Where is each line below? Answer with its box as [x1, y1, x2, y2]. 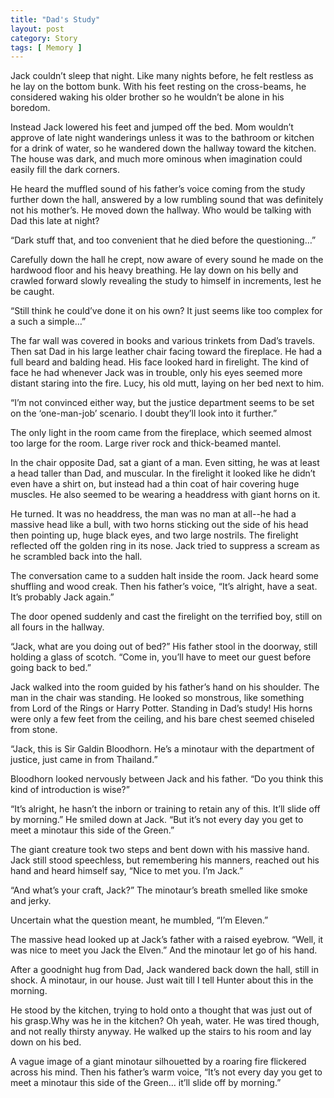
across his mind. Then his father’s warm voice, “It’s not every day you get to [10, 1066, 323, 1078]
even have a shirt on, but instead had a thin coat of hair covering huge [10, 478, 300, 490]
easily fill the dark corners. [10, 164, 121, 176]
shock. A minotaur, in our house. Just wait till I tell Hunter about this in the [10, 974, 314, 986]
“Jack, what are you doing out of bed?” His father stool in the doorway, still [10, 641, 318, 653]
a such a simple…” [10, 316, 87, 328]
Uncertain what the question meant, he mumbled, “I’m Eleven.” [10, 914, 269, 926]
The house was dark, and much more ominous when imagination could [10, 153, 303, 165]
